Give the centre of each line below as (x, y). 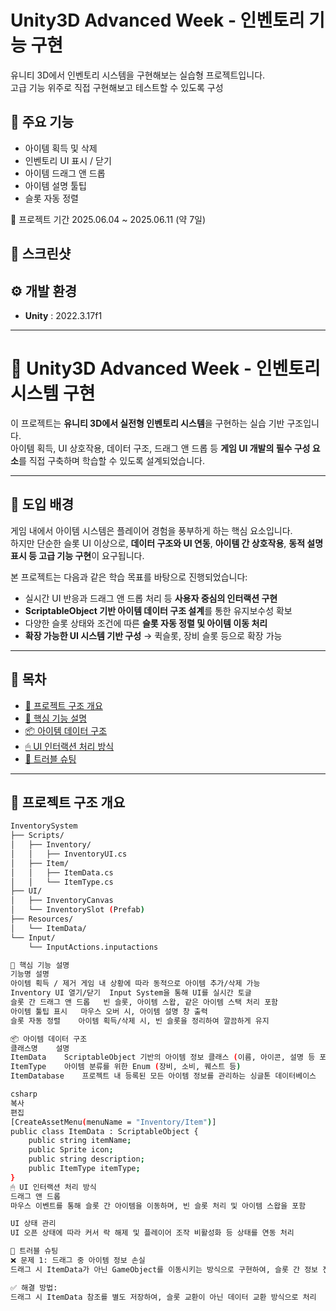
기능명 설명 (30, 974)
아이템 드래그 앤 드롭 (65, 173)
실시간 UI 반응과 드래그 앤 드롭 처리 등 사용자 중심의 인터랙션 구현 (151, 598)
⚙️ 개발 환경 (44, 291)
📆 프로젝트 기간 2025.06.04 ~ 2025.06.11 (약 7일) (108, 219)
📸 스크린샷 (41, 254)
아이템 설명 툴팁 (55, 185)
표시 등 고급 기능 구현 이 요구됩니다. (77, 555)
